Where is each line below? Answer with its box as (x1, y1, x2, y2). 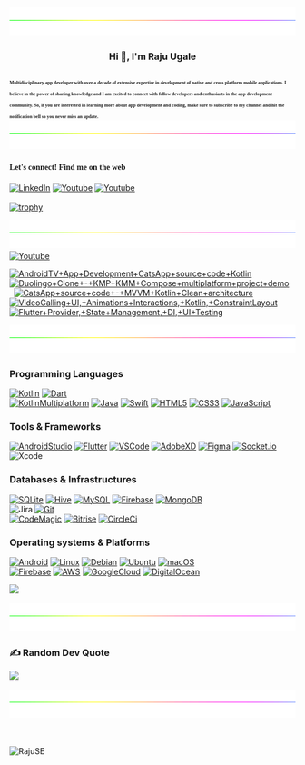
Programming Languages (9, 367, 124, 380)
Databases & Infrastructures (9, 473, 137, 486)
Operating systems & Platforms (9, 536, 151, 549)
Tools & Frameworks (9, 420, 102, 432)
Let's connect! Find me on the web (9, 163, 126, 173)
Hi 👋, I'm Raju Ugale (108, 50, 197, 63)
